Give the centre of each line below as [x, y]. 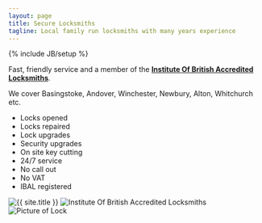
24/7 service [41, 161]
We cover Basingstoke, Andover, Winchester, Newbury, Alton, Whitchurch [131, 94]
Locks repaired [45, 127]
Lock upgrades [45, 135]
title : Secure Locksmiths [52, 23]
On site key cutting [51, 152]
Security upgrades [51, 144]
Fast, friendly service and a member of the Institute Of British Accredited [131, 69]
